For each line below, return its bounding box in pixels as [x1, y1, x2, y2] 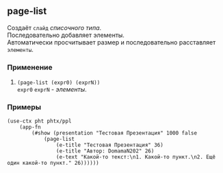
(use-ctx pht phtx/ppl [7, 118, 72, 125]
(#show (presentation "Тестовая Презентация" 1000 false [31, 130, 197, 137]
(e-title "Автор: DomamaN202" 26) [55, 148, 155, 155]
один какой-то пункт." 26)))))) [7, 160, 99, 167]
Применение [7, 62, 53, 72]
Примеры [7, 103, 42, 112]
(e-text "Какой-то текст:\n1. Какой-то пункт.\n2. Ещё [55, 154, 215, 161]
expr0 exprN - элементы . [16, 85, 87, 94]
